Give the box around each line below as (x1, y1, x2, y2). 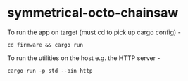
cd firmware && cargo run (7, 41, 83, 48)
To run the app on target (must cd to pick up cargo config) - (7, 28, 181, 36)
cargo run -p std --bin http (7, 67, 93, 74)
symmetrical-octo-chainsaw (7, 5, 179, 21)
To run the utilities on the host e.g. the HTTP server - (7, 54, 161, 62)
